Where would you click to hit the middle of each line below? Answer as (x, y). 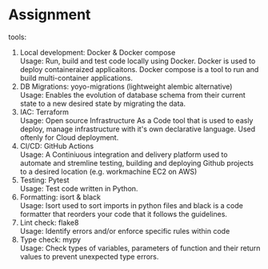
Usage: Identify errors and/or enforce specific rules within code (125, 231)
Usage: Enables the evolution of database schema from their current (132, 94)
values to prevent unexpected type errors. (89, 256)
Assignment (50, 15)
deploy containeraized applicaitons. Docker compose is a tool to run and (139, 69)
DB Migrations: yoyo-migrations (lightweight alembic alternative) (126, 86)
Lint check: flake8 (49, 223)
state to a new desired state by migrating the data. (103, 103)
